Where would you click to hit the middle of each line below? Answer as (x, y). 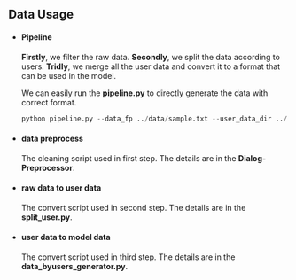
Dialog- (252, 158)
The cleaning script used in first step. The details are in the (129, 158)
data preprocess (52, 139)
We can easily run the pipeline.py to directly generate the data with (144, 93)
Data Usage (41, 15)
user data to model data (66, 237)
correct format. (49, 102)
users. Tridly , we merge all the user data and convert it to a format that (151, 66)
